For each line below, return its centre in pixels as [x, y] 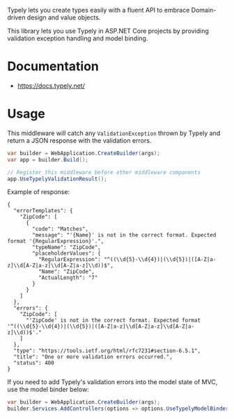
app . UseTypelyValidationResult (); [57, 179]
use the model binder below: [48, 390]
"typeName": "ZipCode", [67, 247]
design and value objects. [64, 17]
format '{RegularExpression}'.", [56, 242]
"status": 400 [34, 363]
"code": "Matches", [61, 229]
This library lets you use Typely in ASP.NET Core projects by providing [108, 31]
